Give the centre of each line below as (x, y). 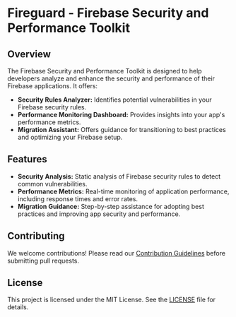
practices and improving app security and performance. (99, 214)
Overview (29, 54)
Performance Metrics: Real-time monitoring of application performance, (123, 191)
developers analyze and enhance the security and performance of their (111, 78)
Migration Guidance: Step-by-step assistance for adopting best (111, 206)
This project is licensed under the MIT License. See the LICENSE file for (112, 300)
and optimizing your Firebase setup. (70, 137)
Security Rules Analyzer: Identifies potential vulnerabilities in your (114, 100)
